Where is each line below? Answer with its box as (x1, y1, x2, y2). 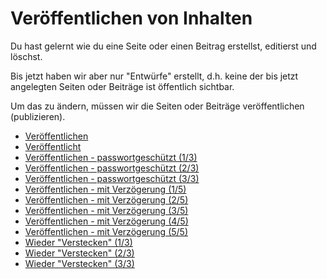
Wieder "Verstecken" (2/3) (24, 247, 135, 259)
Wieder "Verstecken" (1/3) (24, 236, 133, 248)
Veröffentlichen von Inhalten (10, 7, 253, 30)
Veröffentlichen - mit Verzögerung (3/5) (24, 204, 189, 216)
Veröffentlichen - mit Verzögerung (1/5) (24, 183, 187, 195)
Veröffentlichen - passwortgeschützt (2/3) (24, 162, 200, 174)
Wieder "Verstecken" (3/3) (24, 257, 135, 269)
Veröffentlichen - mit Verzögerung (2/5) (24, 193, 189, 206)
